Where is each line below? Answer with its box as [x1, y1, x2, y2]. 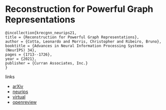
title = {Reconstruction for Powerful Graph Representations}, [5, 35, 140, 40]
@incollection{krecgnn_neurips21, [5, 30, 77, 35]
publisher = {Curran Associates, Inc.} [5, 60, 88, 65]
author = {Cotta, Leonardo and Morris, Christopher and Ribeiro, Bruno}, [5, 39, 162, 44]
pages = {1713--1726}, [5, 52, 52, 57]
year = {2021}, [5, 56, 37, 61]
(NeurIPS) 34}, [5, 48, 37, 53]
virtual [12, 94, 26, 100]
